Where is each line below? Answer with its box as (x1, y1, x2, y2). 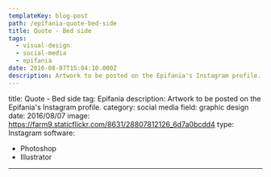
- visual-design (15, 42, 70, 50)
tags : (8, 34, 27, 43)
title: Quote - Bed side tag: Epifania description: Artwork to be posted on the (8, 93, 261, 103)
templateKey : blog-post (8, 11, 89, 20)
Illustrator (19, 152, 52, 162)
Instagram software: (8, 128, 75, 138)
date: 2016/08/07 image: (8, 110, 90, 121)
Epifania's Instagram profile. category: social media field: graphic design (8, 102, 249, 112)
